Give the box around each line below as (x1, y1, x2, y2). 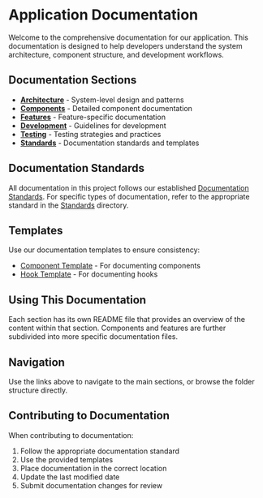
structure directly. (8, 385, 67, 395)
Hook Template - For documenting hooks (19, 269, 158, 279)
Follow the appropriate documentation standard (19, 446, 180, 456)
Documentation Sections (8, 73, 137, 87)
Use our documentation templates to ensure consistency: (8, 245, 200, 255)
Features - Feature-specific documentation (19, 112, 166, 122)
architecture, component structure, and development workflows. (8, 49, 225, 59)
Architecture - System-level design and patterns (19, 95, 184, 105)
